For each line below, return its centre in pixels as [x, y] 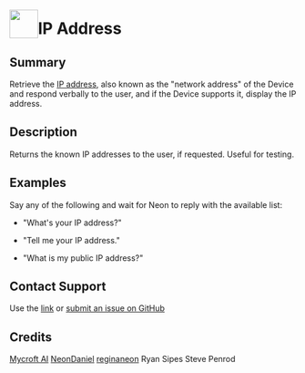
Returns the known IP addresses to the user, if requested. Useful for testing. [152, 154]
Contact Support [58, 287]
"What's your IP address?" [72, 223]
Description [43, 132]
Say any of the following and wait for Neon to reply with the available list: [146, 204]
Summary [38, 62]
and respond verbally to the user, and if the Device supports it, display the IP [153, 94]
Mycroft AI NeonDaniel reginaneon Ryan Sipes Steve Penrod [122, 359]
